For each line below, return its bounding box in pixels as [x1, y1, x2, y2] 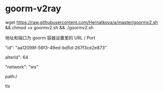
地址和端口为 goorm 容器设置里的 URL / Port [5, 35, 96, 41]
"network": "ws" [5, 64, 39, 70]
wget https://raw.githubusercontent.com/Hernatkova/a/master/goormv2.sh [5, 19, 158, 25]
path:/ [5, 73, 17, 79]
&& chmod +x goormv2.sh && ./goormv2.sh [5, 24, 94, 30]
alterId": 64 [5, 54, 29, 60]
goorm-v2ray [5, 3, 61, 14]
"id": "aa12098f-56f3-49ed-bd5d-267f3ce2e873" [5, 45, 107, 50]
